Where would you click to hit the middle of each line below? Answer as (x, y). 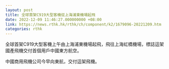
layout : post (19, 10)
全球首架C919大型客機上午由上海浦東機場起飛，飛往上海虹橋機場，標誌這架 (85, 44)
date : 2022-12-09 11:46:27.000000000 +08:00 (54, 19)
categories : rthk (24, 29)
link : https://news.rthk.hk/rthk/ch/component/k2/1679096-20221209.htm (83, 24)
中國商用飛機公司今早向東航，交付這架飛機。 (52, 61)
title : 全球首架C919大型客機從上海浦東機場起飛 (50, 15)
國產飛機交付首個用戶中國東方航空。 (44, 51)
